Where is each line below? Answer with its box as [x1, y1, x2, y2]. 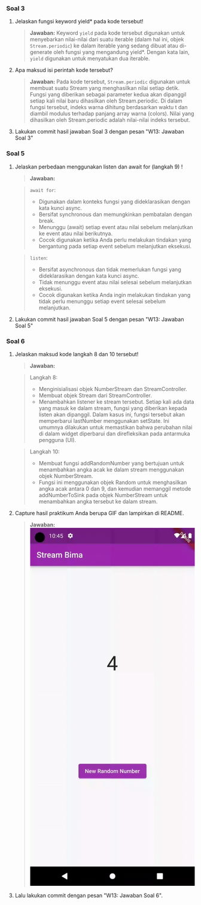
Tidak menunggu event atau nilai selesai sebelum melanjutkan [38, 278, 192, 285]
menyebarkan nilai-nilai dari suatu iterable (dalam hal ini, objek [29, 36, 184, 43]
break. [38, 217, 55, 224]
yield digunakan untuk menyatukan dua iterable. [29, 55, 150, 62]
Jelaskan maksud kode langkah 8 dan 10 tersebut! [14, 350, 139, 357]
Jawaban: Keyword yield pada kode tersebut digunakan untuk [29, 29, 185, 37]
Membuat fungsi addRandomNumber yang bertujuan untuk [38, 459, 184, 467]
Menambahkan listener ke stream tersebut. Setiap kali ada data [38, 398, 194, 405]
